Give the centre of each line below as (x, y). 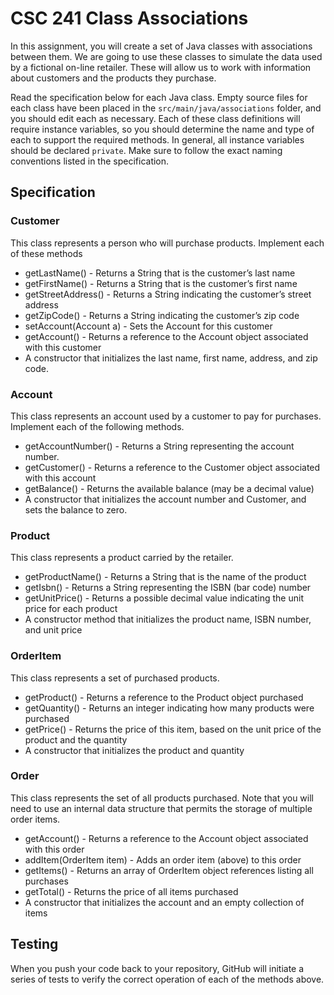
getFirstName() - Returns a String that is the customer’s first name (161, 283)
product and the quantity (76, 739)
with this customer (63, 347)
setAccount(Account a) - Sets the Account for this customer (148, 326)
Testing (34, 944)
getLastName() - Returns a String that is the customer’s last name (160, 273)
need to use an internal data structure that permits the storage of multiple (161, 808)
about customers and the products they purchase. (113, 78)
